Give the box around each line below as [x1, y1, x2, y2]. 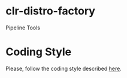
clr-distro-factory [5, 4, 95, 18]
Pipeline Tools [5, 24, 40, 31]
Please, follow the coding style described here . [5, 65, 122, 72]
